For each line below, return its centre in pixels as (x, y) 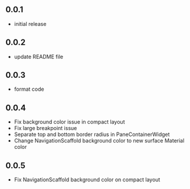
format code (29, 89)
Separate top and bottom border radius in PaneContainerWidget (92, 134)
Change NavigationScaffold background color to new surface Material (99, 141)
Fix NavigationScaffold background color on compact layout (87, 180)
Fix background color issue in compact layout (69, 122)
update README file (38, 57)
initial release (30, 24)
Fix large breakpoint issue (45, 128)
